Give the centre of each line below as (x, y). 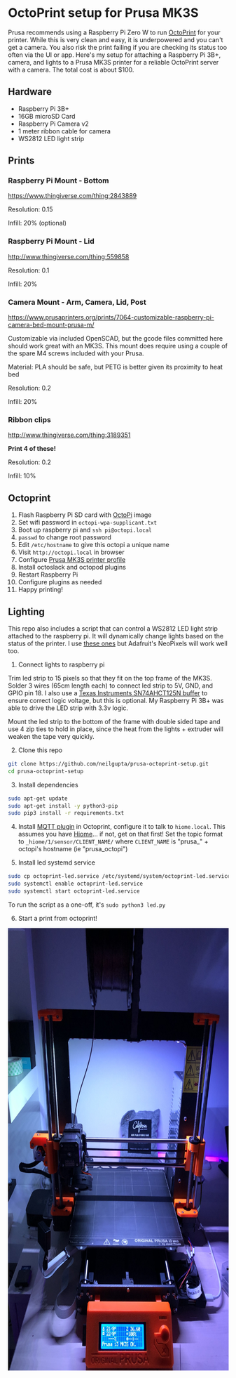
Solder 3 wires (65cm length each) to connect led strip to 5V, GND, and (110, 685)
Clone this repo (40, 750)
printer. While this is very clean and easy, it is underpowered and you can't (116, 39)
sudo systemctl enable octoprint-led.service (75, 884)
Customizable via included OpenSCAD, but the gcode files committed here (116, 339)
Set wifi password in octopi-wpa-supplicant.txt (87, 523)
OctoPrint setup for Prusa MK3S (103, 13)
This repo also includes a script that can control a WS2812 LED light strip (113, 628)
